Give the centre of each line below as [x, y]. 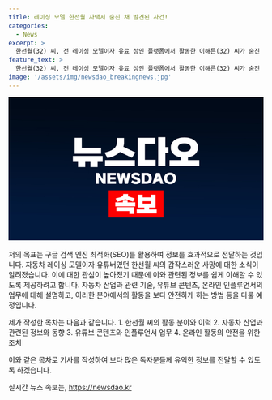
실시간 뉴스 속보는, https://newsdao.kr [70, 387]
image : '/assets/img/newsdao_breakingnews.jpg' [90, 77]
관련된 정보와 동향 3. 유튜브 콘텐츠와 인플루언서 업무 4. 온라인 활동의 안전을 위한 [134, 333]
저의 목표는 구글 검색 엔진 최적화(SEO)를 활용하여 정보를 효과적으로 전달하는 [128, 255]
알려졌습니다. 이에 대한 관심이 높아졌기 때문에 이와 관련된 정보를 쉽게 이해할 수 [132, 275]
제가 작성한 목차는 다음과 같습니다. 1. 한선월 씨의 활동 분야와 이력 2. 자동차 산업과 [136, 323]
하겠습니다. [34, 370]
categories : [28, 26]
